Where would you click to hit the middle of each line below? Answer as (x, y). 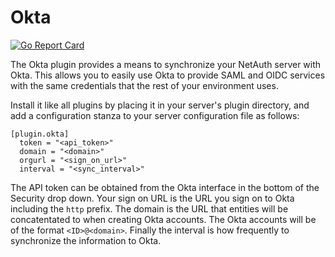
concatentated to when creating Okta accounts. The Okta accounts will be (163, 219)
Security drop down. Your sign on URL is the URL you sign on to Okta (152, 198)
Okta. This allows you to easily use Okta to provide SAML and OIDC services (168, 75)
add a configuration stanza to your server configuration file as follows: (155, 115)
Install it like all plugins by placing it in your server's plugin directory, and (160, 105)
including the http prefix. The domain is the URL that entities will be (149, 208)
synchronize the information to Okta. (86, 240)
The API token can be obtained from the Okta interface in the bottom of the (165, 187)
